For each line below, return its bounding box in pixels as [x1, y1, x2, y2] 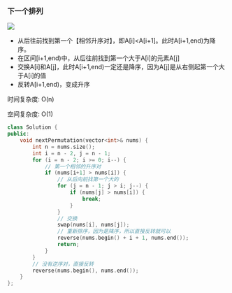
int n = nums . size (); [32, 143, 96, 150]
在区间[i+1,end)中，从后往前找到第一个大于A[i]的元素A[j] [17, 54, 180, 62]
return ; [57, 241, 80, 248]
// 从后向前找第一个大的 [57, 176, 119, 183]
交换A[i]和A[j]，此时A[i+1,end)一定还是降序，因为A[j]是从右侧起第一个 [17, 63, 219, 71]
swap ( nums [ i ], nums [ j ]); [57, 222, 130, 229]
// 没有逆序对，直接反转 [32, 260, 94, 267]
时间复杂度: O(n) [7, 95, 55, 103]
